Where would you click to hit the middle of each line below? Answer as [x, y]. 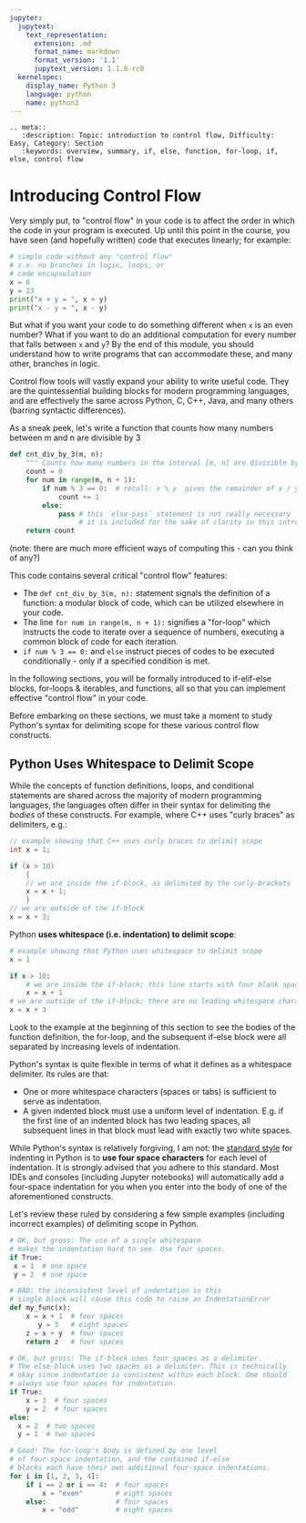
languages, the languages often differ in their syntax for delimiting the [140, 805]
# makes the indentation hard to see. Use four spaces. [117, 1249]
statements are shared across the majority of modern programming [136, 795]
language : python [59, 94]
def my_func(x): [40, 1308]
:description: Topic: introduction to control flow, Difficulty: [148, 136]
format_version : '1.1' [76, 60]
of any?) [25, 558]
